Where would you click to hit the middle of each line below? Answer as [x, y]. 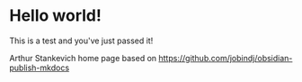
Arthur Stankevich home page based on [83, 58]
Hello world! [55, 16]
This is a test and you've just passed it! [81, 41]
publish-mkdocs [40, 68]
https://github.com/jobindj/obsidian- [226, 58]
